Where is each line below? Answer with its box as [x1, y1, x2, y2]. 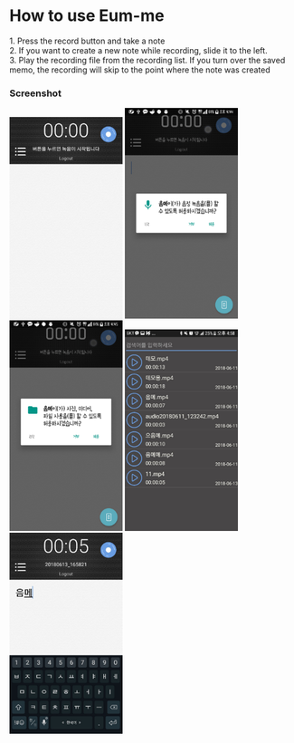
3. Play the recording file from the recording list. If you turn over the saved [9, 54, 286, 65]
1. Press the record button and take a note [9, 35, 166, 46]
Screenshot [9, 87, 62, 100]
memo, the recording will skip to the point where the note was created [9, 64, 271, 75]
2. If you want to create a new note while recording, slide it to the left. [9, 44, 269, 55]
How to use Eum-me [9, 5, 165, 26]
